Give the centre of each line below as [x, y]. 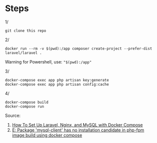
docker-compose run [25, 106]
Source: [13, 115]
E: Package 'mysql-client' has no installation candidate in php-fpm [78, 130]
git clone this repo [26, 31]
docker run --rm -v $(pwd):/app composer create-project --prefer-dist [78, 48]
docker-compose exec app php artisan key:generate [57, 80]
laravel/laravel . [23, 53]
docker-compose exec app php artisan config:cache [57, 84]
